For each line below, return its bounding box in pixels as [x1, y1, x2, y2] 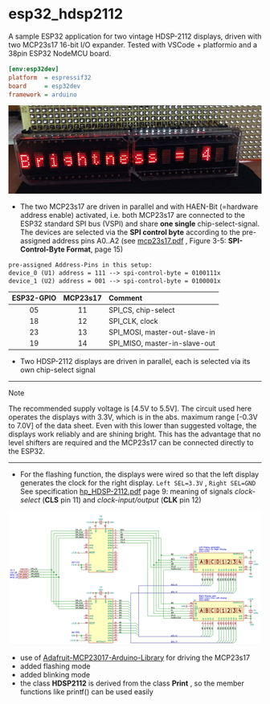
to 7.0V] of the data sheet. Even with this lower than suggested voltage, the [8, 420, 257, 430]
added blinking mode [19, 669, 91, 679]
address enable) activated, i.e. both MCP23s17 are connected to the [19, 210, 245, 219]
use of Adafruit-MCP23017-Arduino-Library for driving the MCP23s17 [19, 653, 251, 662]
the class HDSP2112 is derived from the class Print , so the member [19, 678, 245, 688]
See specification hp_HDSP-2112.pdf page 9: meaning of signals [19, 486, 233, 496]
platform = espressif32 [8, 73, 92, 81]
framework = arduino [8, 90, 78, 99]
